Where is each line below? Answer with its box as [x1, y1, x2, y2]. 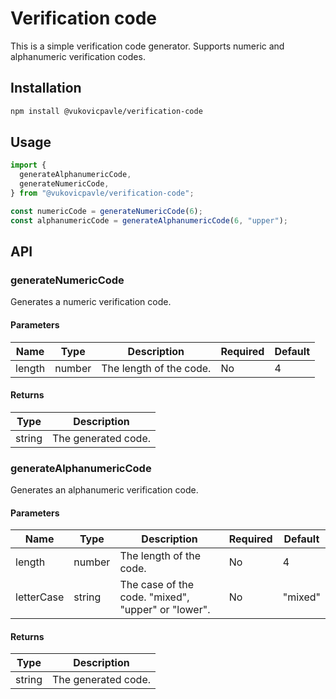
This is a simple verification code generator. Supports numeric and [10, 40, 285, 52]
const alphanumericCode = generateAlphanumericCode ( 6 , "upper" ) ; [10, 215, 288, 226]
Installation [10, 80, 82, 97]
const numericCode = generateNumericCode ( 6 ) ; [10, 206, 203, 216]
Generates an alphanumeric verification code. [10, 484, 199, 496]
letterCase [15, 590, 65, 604]
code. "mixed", [119, 590, 190, 604]
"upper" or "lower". [119, 603, 211, 617]
